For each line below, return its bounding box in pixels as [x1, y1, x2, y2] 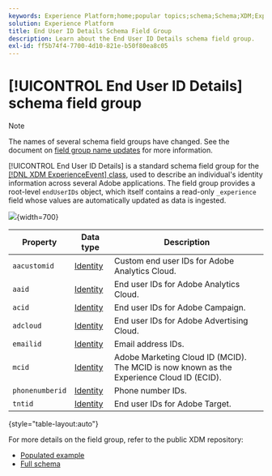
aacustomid [12, 261, 54, 271]
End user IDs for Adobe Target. [114, 398, 232, 410]
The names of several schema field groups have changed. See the [8, 137, 230, 147]
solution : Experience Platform [8, 19, 114, 28]
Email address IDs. [114, 338, 185, 349]
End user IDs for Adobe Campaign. [114, 302, 246, 313]
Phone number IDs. [114, 385, 188, 397]
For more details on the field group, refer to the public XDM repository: [8, 435, 244, 444]
